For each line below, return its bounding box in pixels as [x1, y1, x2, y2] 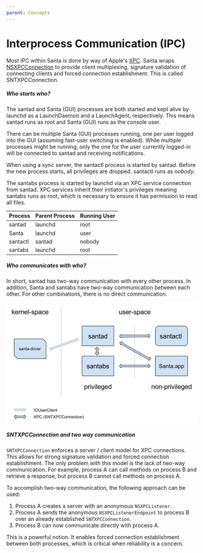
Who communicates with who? [6, 262, 87, 270]
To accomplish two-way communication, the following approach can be [6, 484, 186, 491]
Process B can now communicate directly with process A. [15, 521, 160, 529]
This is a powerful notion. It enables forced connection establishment [6, 533, 180, 540]
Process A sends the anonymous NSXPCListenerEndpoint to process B [15, 509, 190, 516]
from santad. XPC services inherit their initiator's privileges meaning [6, 186, 177, 193]
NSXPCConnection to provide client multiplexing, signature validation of [6, 63, 187, 70]
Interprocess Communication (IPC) [6, 36, 186, 50]
